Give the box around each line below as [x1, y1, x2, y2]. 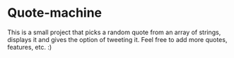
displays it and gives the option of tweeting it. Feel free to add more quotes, [7, 35, 228, 43]
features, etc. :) [7, 43, 52, 51]
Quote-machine [7, 5, 103, 21]
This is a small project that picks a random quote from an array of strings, [7, 28, 221, 36]
